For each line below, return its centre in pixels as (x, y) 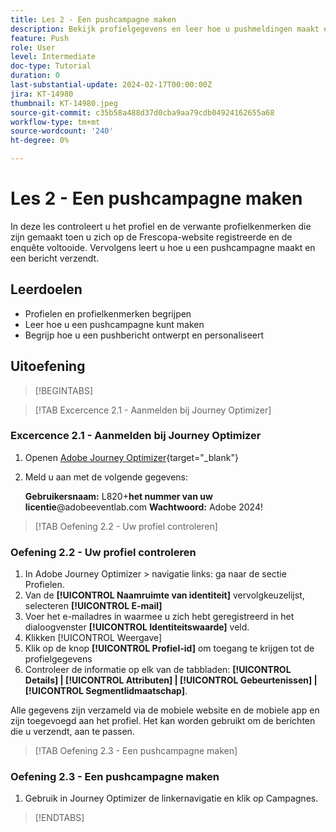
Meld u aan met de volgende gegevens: (106, 477)
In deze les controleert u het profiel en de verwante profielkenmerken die (161, 226)
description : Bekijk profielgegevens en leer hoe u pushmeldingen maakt (165, 29)
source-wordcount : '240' (62, 131)
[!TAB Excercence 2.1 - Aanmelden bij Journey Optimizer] (153, 410)
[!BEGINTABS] (64, 390)
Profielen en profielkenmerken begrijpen (108, 313)
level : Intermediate (53, 57)
